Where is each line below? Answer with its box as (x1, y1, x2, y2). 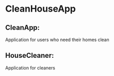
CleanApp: (5, 23, 40, 32)
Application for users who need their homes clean (5, 36, 109, 43)
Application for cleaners (5, 64, 56, 71)
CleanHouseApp (5, 3, 76, 15)
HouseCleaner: (5, 51, 54, 60)
